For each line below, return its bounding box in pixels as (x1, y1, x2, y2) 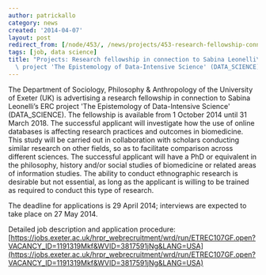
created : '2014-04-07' (8, 26, 83, 34)
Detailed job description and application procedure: (8, 224, 176, 234)
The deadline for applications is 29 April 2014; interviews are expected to (8, 201, 247, 210)
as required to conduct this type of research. (8, 185, 154, 194)
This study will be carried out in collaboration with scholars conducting (8, 135, 240, 145)
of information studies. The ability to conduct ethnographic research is (8, 168, 239, 178)
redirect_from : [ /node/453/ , (8, 41, 104, 49)
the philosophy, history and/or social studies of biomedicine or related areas (8, 160, 256, 170)
